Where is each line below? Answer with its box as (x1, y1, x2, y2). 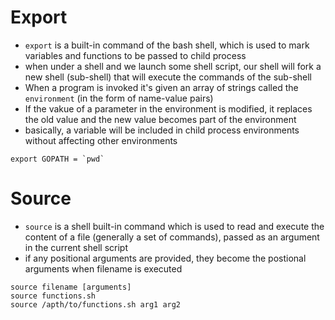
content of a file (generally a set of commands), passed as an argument (24, 231, 320, 243)
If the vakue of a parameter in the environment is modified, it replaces (24, 102, 313, 115)
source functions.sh (10, 291, 97, 301)
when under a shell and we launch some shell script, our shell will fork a (24, 60, 322, 72)
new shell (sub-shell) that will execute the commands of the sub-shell (24, 71, 312, 83)
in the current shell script (24, 241, 128, 253)
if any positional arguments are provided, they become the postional (24, 252, 307, 264)
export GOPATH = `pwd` (10, 154, 105, 164)
